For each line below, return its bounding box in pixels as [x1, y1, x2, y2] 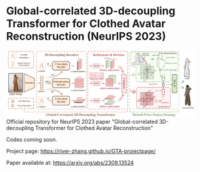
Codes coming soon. [6, 136, 58, 143]
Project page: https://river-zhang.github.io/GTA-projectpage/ [6, 148, 156, 155]
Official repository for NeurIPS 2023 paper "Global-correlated [6, 118, 158, 125]
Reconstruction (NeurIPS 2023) [6, 30, 166, 43]
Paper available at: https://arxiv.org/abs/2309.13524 [6, 159, 134, 166]
